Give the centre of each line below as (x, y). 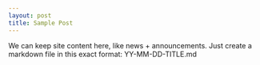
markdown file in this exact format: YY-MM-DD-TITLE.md (103, 54)
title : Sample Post (41, 23)
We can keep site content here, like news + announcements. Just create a (130, 45)
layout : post (30, 15)
